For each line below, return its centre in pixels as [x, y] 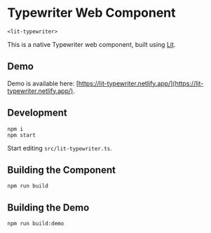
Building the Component [61, 170]
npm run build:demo [36, 224]
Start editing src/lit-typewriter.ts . [60, 148]
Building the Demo [48, 207]
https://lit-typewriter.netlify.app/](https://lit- [141, 83]
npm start [22, 135]
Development [38, 113]
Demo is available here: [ [43, 83]
